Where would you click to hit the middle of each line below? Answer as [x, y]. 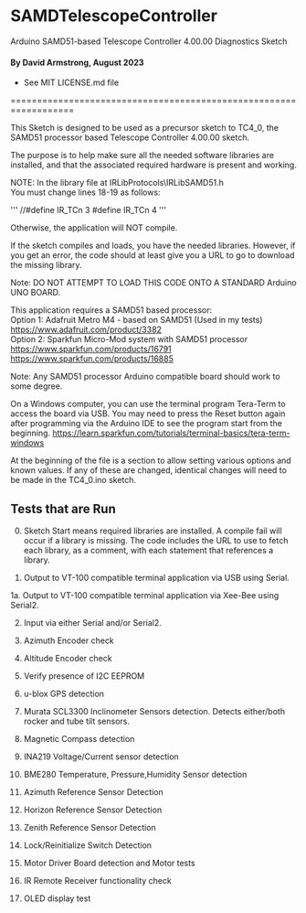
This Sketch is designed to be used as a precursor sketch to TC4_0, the [145, 128]
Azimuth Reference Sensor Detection [93, 791]
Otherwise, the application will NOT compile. [94, 228]
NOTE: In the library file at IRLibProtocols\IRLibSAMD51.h [117, 183]
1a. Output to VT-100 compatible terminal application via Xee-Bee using [145, 595]
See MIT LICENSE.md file [71, 82]
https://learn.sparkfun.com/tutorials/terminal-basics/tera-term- [171, 433]
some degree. [37, 386]
